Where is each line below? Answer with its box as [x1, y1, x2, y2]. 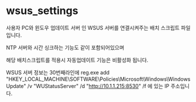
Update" [6, 82, 26, 89]
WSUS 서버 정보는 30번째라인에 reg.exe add [6, 69, 110, 76]
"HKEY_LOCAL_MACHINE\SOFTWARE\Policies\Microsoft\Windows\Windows [6, 75, 191, 83]
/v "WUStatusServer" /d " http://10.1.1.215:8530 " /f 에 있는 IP [27, 82, 170, 89]
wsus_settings [6, 4, 78, 18]
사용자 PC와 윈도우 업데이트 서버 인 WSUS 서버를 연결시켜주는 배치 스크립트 [6, 24, 180, 31]
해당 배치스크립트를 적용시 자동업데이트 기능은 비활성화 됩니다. [6, 56, 149, 63]
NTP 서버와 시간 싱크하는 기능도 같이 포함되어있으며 [6, 44, 125, 51]
